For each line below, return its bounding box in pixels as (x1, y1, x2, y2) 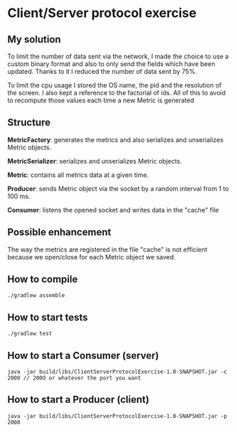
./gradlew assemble (7, 292, 65, 299)
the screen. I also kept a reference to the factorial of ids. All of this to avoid (7, 89, 226, 97)
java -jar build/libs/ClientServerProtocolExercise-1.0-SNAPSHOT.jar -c (7, 368, 227, 376)
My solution (7, 33, 62, 45)
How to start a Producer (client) (7, 394, 149, 406)
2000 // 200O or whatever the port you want (7, 374, 141, 382)
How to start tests (7, 311, 88, 323)
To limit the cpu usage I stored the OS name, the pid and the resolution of (7, 81, 222, 90)
